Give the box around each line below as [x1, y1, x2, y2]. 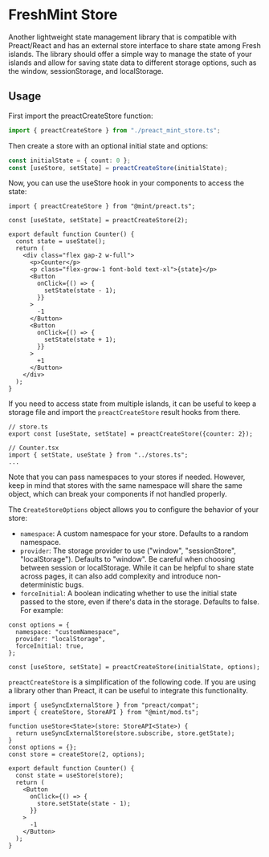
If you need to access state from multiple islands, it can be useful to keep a [8, 399, 257, 408]
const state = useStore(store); [15, 772, 124, 780]
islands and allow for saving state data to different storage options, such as [8, 58, 257, 67]
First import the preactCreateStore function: [8, 111, 154, 120]
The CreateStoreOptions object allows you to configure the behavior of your [8, 505, 259, 514]
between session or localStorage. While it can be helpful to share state [19, 563, 255, 573]
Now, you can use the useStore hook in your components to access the [8, 178, 245, 188]
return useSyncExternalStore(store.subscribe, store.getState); [15, 729, 235, 737]
